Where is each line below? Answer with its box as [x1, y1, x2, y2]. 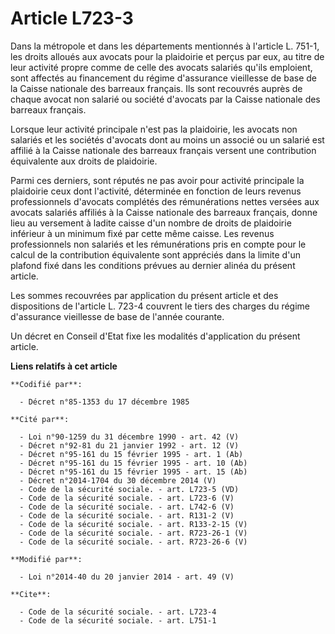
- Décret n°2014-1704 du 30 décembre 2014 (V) [19, 475, 217, 486]
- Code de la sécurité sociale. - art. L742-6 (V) [19, 502, 235, 512]
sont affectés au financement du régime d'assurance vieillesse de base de [10, 72, 317, 84]
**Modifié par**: [10, 554, 83, 564]
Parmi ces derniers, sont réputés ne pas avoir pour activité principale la [10, 174, 305, 186]
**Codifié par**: [10, 379, 83, 389]
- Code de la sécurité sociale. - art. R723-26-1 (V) [19, 528, 248, 538]
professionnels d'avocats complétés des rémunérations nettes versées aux [10, 195, 320, 207]
